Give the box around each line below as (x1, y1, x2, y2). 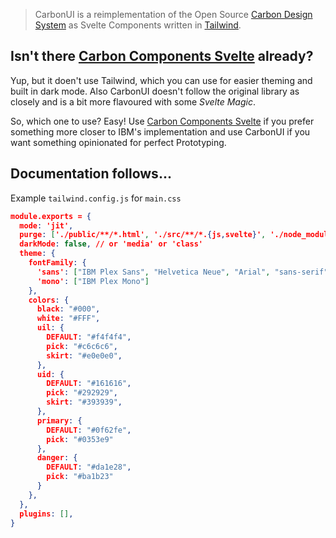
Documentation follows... (10, 165, 172, 183)
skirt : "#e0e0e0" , (46, 350, 123, 361)
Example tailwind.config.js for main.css (10, 192, 182, 204)
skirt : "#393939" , (46, 397, 123, 408)
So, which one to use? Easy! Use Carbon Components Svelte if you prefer (10, 115, 315, 127)
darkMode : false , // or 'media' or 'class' (19, 239, 204, 249)
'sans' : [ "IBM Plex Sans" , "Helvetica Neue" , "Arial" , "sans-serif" (36, 267, 329, 277)
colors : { (28, 295, 70, 305)
